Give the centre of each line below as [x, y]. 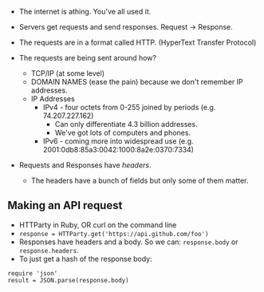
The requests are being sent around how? [88, 58]
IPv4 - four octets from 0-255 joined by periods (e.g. [129, 107]
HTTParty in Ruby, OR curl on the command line [98, 225]
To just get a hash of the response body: [85, 258]
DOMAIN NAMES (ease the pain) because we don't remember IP [137, 82]
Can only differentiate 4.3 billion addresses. [126, 124]
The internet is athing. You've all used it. [85, 12]
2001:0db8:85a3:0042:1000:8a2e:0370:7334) [118, 150]
